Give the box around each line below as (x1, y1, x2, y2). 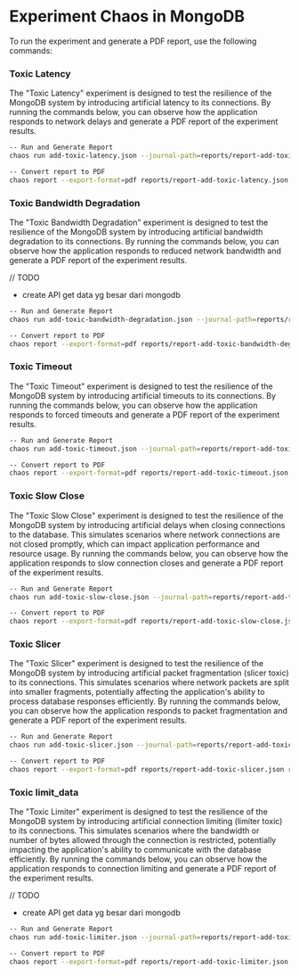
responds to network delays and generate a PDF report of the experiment (9, 116, 279, 127)
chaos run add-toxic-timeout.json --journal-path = (9, 444, 201, 453)
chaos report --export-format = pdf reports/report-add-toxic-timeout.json (9, 468, 289, 478)
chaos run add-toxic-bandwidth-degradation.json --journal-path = (9, 315, 256, 324)
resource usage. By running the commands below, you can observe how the (9, 548, 289, 558)
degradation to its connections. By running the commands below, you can (9, 236, 279, 247)
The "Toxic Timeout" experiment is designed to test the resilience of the (9, 381, 273, 392)
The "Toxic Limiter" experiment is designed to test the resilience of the (9, 806, 269, 817)
